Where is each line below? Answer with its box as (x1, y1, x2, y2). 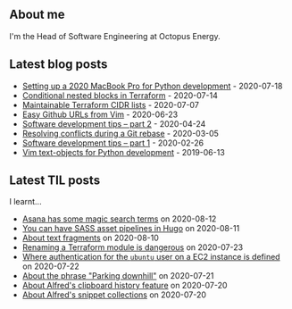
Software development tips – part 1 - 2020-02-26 (21, 138, 204, 148)
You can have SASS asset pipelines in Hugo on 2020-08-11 (21, 223, 240, 234)
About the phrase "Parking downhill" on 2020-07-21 (21, 271, 214, 281)
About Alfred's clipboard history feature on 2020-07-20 (21, 280, 228, 291)
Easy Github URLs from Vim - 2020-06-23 (21, 109, 179, 120)
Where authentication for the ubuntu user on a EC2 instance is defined (21, 252, 280, 263)
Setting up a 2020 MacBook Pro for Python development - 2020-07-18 (21, 80, 283, 91)
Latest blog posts (9, 57, 108, 72)
